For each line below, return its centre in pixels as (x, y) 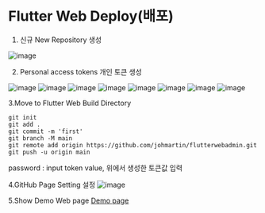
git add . (25, 124)
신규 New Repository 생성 (60, 40)
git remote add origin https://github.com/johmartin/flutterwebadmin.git (133, 145)
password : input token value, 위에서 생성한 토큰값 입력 (96, 168)
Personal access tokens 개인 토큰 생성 (81, 71)
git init (23, 117)
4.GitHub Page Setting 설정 (52, 184)
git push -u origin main (49, 152)
